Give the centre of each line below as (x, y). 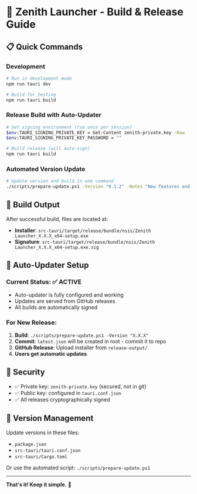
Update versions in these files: (43, 432)
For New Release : (31, 322)
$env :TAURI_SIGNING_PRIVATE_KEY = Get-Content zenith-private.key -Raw (95, 132)
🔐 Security (26, 372)
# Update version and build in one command (60, 181)
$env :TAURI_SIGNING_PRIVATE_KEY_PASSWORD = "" (64, 138)
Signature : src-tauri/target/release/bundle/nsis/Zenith (85, 241)
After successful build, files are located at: (57, 219)
